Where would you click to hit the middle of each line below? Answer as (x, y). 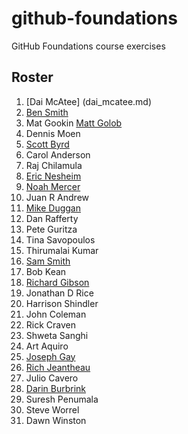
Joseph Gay (50, 356)
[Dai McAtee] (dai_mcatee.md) (89, 101)
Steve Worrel (52, 409)
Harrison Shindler (62, 303)
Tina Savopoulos (60, 239)
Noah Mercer (53, 186)
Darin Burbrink (56, 388)
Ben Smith (47, 112)
